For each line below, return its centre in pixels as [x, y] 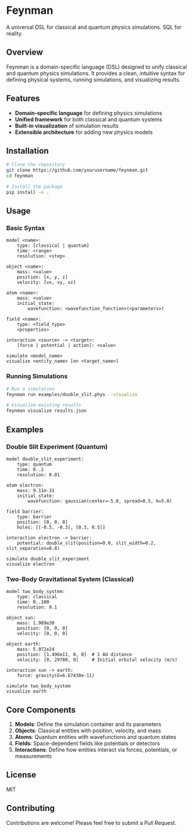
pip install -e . [28, 192]
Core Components [41, 710]
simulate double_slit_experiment [48, 559]
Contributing [30, 808]
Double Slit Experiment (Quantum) [57, 447]
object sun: [21, 618]
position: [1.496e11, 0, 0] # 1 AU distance [75, 655]
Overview [25, 53]
